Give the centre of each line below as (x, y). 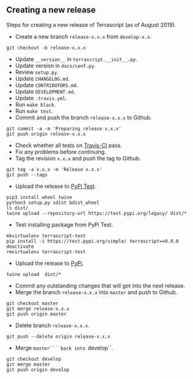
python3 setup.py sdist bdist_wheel (53, 203)
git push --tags (27, 175)
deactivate (20, 247)
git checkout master (33, 303)
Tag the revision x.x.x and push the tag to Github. (78, 158)
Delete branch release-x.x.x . (52, 325)
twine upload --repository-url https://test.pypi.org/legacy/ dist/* (97, 213)
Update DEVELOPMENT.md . (45, 92)
